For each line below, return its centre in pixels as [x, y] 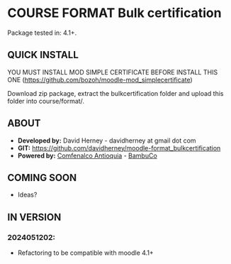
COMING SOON [42, 178]
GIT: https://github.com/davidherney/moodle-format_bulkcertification [119, 148]
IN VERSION [34, 217]
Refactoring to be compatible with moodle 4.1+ [85, 253]
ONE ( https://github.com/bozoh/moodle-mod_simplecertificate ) [100, 79]
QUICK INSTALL [43, 55]
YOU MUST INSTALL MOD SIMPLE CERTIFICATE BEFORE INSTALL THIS [113, 72]
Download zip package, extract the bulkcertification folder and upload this [115, 93]
